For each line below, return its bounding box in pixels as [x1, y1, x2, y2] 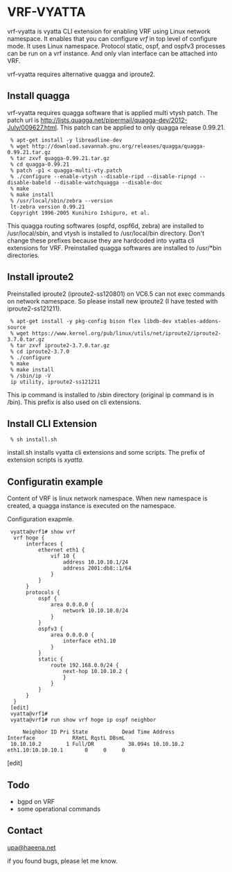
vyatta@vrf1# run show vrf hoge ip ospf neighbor [10, 717, 157, 724]
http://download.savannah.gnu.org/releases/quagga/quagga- [32, 143, 206, 150]
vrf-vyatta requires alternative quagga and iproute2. [7, 70, 156, 78]
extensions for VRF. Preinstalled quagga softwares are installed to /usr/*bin [7, 243, 222, 252]
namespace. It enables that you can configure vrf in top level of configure [7, 34, 217, 42]
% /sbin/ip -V [10, 372, 51, 379]
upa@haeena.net [7, 843, 57, 851]
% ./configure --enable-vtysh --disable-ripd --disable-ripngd [10, 173, 197, 180]
